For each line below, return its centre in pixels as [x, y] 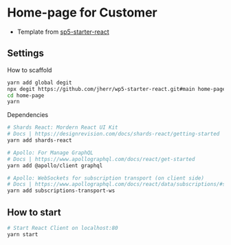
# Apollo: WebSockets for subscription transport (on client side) [106, 178]
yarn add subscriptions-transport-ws [61, 191]
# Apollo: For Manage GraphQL [51, 153]
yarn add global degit [40, 83]
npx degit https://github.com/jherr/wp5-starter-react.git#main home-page [117, 89]
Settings [26, 53]
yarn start [23, 234]
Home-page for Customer [82, 13]
